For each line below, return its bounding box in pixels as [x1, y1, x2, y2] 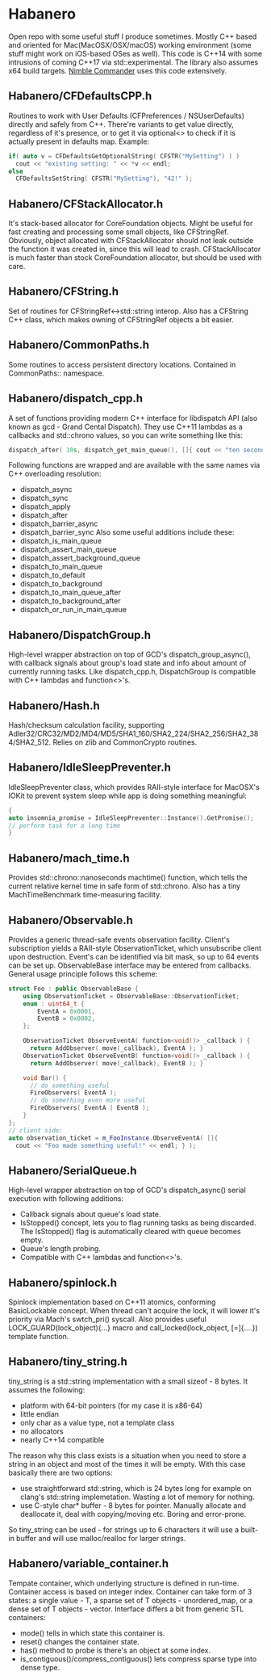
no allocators [19, 1426, 64, 1436]
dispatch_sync [19, 493, 69, 503]
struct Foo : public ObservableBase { [8, 985, 139, 993]
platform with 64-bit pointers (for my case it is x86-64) [19, 1401, 203, 1410]
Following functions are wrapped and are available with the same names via [8, 460, 261, 470]
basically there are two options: [8, 1468, 113, 1477]
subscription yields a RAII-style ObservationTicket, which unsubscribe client [8, 943, 262, 953]
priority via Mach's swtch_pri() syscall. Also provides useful [8, 1314, 207, 1325]
